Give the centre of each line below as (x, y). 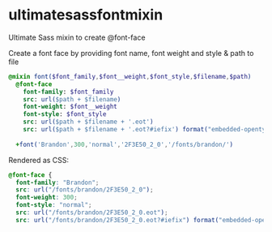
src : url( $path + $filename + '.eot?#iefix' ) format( (115, 130)
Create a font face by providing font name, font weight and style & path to (131, 53)
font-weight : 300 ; (47, 198)
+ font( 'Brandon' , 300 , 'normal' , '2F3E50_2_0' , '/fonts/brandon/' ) (124, 144)
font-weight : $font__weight (70, 107)
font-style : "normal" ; (54, 205)
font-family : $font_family (68, 92)
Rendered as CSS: (39, 160)
